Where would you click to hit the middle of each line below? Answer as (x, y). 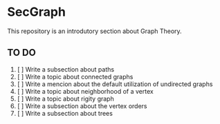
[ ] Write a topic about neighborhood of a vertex (85, 91)
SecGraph (36, 12)
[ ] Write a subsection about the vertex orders (82, 106)
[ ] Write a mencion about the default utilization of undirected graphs (115, 84)
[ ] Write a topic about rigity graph (65, 99)
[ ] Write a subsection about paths (66, 69)
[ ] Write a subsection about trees (65, 113)
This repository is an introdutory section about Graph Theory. (94, 31)
